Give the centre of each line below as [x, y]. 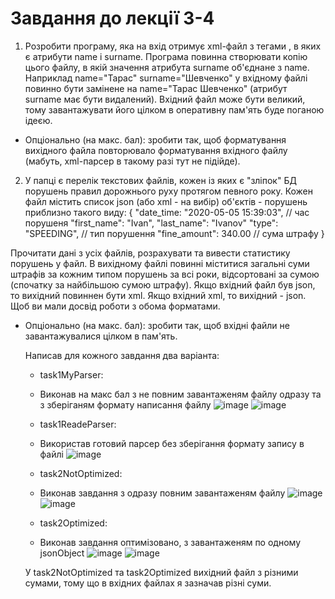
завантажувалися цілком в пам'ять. [101, 336]
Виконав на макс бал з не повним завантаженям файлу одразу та [180, 394]
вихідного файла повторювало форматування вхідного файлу [156, 150]
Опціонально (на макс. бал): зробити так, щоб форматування [155, 139]
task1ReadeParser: [78, 424]
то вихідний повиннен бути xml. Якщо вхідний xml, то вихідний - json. [158, 295]
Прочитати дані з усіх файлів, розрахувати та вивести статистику [150, 253]
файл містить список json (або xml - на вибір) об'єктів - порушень [166, 201]
